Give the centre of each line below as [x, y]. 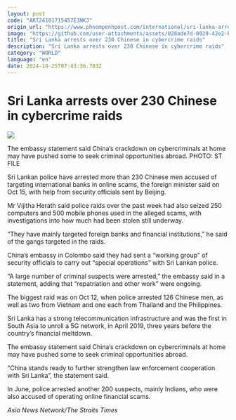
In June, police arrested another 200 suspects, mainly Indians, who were [113, 389]
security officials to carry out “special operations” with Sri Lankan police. [113, 262]
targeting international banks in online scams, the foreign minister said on [113, 184]
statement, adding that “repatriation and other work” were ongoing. [105, 283]
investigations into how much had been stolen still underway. [96, 220]
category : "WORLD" [34, 53]
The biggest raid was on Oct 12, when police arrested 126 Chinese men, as [115, 297]
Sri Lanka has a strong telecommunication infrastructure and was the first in [117, 318]
